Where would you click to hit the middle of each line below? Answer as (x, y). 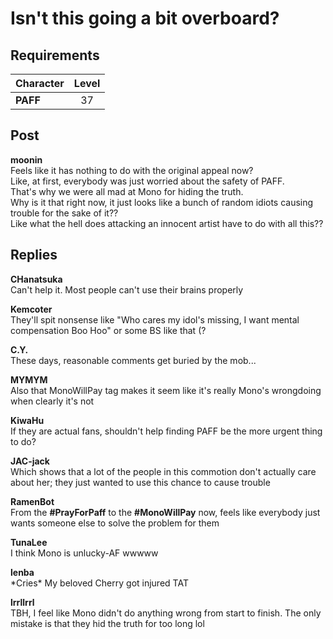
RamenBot (32, 501)
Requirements (55, 55)
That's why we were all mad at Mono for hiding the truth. (127, 191)
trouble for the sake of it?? (64, 213)
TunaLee (29, 542)
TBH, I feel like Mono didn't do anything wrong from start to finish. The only (166, 613)
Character (40, 83)
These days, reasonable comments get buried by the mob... (133, 360)
